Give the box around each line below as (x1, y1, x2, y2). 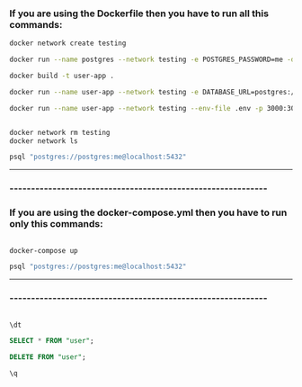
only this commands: (9, 218, 103, 230)
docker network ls (9, 136, 78, 146)
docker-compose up (9, 246, 78, 255)
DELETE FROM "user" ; (9, 353, 87, 362)
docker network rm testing (9, 128, 111, 137)
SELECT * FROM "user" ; (9, 337, 94, 346)
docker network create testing (9, 39, 127, 48)
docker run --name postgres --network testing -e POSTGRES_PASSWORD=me (9, 55, 283, 65)
